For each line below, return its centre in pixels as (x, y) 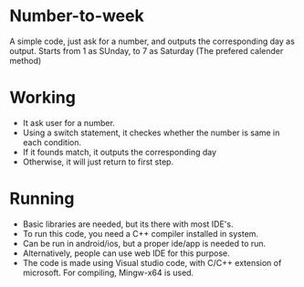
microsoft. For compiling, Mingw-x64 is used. (108, 272)
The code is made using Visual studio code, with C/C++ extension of (152, 262)
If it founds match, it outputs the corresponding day (120, 152)
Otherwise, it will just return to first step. (98, 162)
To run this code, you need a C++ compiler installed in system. (140, 233)
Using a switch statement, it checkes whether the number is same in (151, 133)
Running (42, 199)
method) (26, 60)
